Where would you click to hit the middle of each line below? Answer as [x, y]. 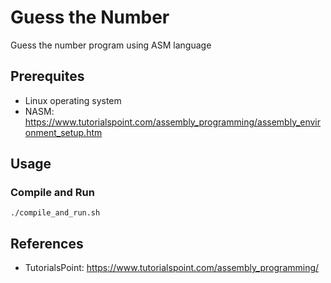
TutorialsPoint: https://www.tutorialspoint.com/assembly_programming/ [172, 268]
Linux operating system [73, 100]
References [47, 243]
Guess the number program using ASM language [111, 45]
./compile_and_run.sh [55, 213]
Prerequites [47, 76]
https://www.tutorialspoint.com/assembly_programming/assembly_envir [173, 122]
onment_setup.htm [63, 132]
